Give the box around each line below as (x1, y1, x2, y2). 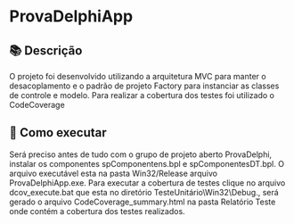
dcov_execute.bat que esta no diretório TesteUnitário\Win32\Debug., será (9, 187, 279, 197)
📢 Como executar (9, 125, 107, 140)
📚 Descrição (9, 43, 83, 58)
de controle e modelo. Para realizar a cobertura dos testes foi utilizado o (9, 90, 274, 100)
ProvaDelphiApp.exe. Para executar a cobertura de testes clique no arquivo (9, 177, 286, 188)
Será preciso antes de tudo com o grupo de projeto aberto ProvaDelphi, (9, 149, 273, 160)
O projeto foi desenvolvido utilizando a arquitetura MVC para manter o (9, 71, 266, 81)
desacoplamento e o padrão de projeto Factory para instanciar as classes (9, 80, 280, 91)
